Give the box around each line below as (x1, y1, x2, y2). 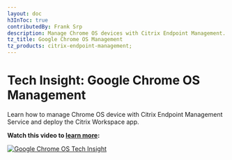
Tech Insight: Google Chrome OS (7, 72, 201, 88)
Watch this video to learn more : (7, 131, 100, 139)
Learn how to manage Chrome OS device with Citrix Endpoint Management (7, 110, 223, 118)
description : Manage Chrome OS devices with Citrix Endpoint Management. (7, 29, 226, 37)
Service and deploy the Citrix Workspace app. (7, 118, 139, 126)
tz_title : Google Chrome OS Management (7, 36, 123, 43)
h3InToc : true (7, 17, 49, 24)
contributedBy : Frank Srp (7, 23, 82, 30)
